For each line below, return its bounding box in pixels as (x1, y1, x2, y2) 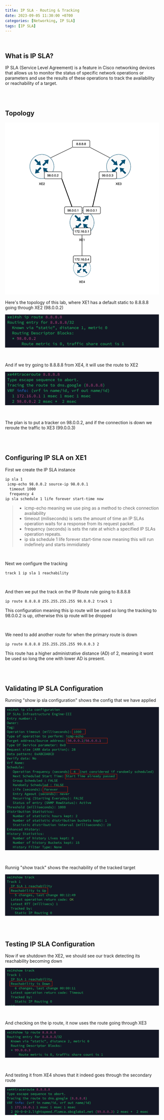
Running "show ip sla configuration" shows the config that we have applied (5, 697, 156, 703)
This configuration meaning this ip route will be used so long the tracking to (5, 607, 157, 613)
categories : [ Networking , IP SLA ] (5, 18, 76, 23)
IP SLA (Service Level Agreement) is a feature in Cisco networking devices (5, 65, 155, 71)
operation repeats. (24, 531, 62, 537)
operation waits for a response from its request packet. (24, 520, 135, 527)
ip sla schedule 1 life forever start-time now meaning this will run (24, 536, 154, 542)
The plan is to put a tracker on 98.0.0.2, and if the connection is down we (5, 419, 152, 425)
